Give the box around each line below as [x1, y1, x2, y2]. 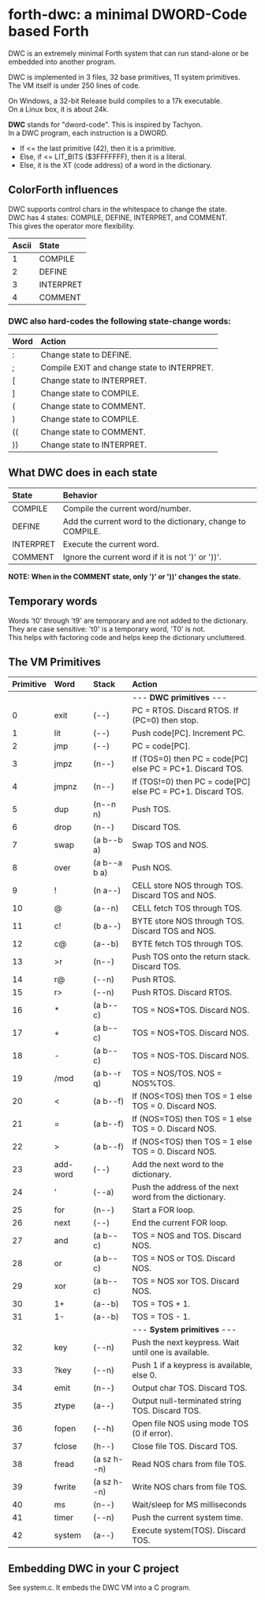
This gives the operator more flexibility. [8, 221, 136, 230]
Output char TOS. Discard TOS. [132, 1382, 248, 1393]
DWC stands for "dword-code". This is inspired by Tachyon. [8, 119, 203, 129]
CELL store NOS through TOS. [132, 880, 244, 891]
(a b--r [93, 1068, 121, 1079]
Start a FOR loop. [132, 1204, 196, 1215]
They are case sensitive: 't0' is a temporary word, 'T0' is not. [8, 624, 206, 634]
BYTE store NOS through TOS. [132, 916, 244, 927]
